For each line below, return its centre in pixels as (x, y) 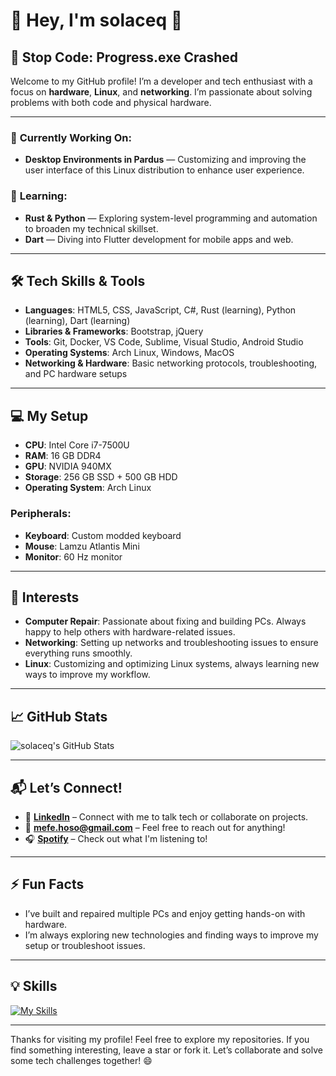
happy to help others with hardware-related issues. (130, 632)
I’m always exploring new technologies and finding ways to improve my (171, 935)
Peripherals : (41, 514)
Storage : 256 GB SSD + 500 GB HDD (101, 477)
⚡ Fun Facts (47, 884)
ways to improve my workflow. (87, 675)
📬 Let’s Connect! (66, 787)
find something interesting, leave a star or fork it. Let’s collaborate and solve (166, 1050)
